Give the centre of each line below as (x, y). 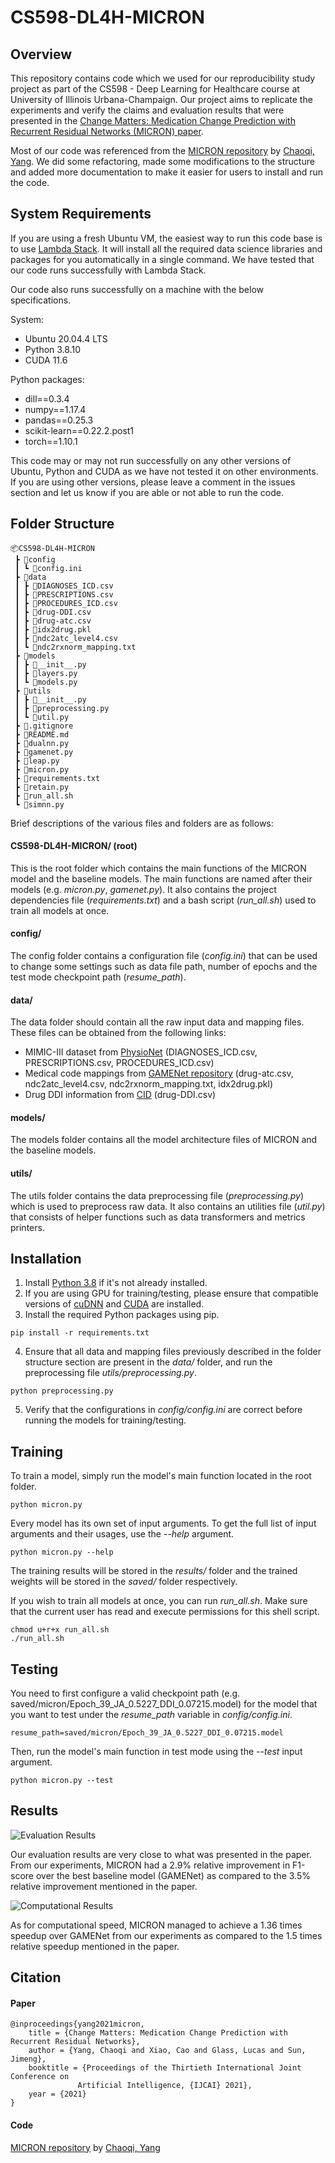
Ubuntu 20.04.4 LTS (66, 338)
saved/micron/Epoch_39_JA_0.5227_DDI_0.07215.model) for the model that (164, 1704)
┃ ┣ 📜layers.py (46, 673)
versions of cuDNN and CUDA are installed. (114, 1304)
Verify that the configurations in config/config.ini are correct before (163, 1410)
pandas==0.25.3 (59, 420)
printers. (27, 1227)
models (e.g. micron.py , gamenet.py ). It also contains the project (143, 889)
